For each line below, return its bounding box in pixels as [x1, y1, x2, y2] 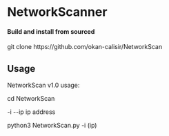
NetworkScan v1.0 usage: [7, 81, 80, 90]
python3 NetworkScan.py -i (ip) [7, 122, 97, 130]
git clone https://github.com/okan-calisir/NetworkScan [7, 43, 163, 51]
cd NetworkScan [7, 95, 55, 103]
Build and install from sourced [7, 27, 95, 35]
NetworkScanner [7, 4, 108, 20]
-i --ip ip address [7, 108, 56, 116]
